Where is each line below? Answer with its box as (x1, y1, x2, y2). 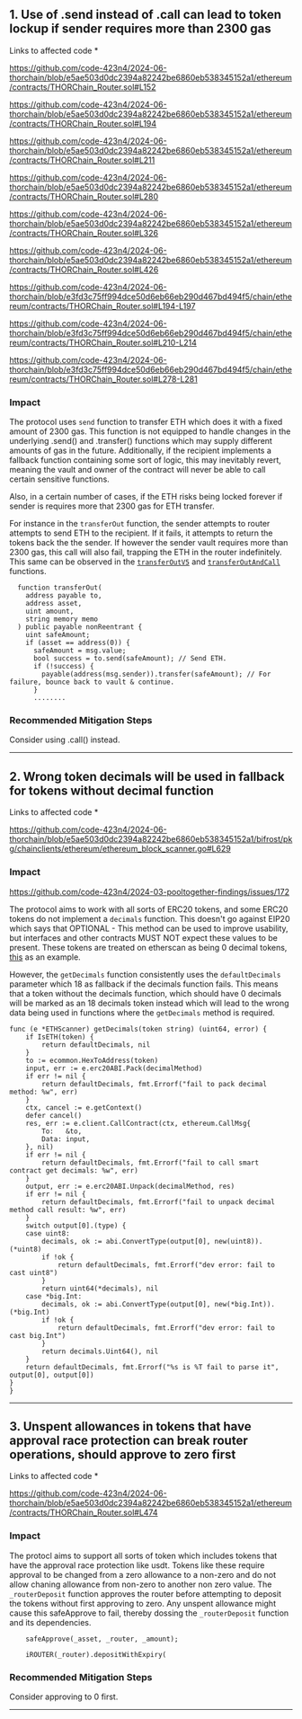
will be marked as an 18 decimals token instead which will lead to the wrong (9, 997, 289, 1008)
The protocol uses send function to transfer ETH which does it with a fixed (9, 417, 283, 428)
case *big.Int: (25, 1291, 83, 1301)
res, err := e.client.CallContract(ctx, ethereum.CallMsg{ (25, 1119, 252, 1128)
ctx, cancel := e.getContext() (25, 1103, 143, 1112)
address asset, (25, 599, 83, 608)
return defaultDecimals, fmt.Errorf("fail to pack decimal (41, 1079, 268, 1088)
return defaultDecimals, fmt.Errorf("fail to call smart (41, 1158, 259, 1167)
